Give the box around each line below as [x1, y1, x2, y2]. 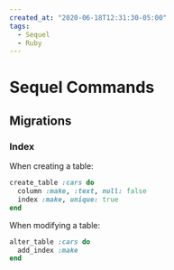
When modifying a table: [9, 219, 101, 230]
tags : [9, 22, 30, 31]
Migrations [9, 113, 72, 128]
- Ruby [17, 38, 42, 48]
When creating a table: [9, 161, 94, 172]
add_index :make [17, 246, 78, 255]
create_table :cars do [9, 178, 95, 188]
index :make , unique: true [17, 195, 119, 204]
